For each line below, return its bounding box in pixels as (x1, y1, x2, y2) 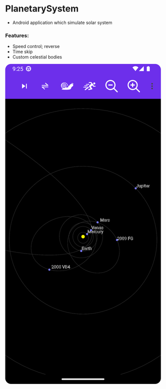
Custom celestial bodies (12, 54, 62, 60)
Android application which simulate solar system (12, 19, 112, 25)
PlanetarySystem (5, 3, 79, 14)
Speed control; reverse (12, 43, 60, 49)
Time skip (12, 48, 33, 55)
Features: (5, 32, 29, 39)
